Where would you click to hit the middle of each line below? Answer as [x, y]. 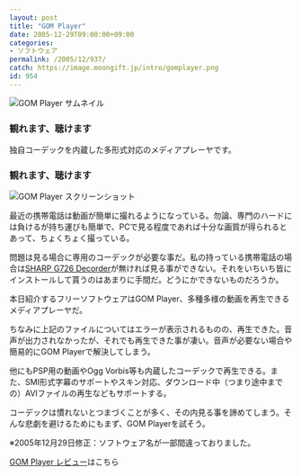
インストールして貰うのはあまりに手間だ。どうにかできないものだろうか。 [146, 280]
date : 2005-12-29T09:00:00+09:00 [72, 34]
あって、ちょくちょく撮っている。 [72, 238]
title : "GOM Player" [48, 26]
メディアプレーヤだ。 [49, 310]
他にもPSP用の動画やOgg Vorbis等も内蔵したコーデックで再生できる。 [140, 371]
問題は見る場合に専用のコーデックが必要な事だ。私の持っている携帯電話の [147, 257]
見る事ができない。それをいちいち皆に [221, 269]
